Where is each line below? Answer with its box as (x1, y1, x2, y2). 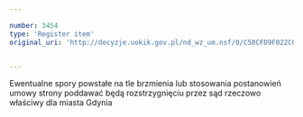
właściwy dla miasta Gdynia (9, 97, 113, 108)
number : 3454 (9, 21, 59, 30)
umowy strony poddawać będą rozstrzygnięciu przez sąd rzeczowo (9, 87, 262, 99)
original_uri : (9, 38, 63, 47)
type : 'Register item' (9, 29, 95, 39)
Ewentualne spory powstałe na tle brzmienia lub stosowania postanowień (9, 78, 282, 89)
